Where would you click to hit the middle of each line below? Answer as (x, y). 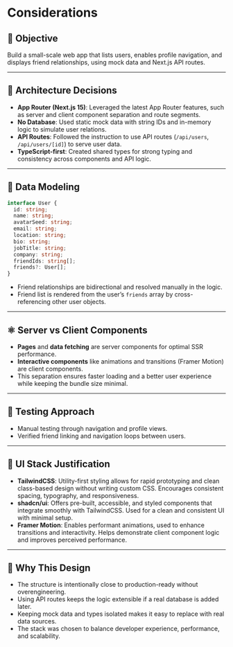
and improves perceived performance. (72, 540)
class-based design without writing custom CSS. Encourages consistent (120, 488)
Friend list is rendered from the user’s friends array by (95, 294)
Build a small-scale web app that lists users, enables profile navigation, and (115, 55)
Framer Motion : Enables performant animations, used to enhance (111, 525)
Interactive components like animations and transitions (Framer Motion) (120, 361)
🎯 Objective (33, 38)
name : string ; (34, 216)
